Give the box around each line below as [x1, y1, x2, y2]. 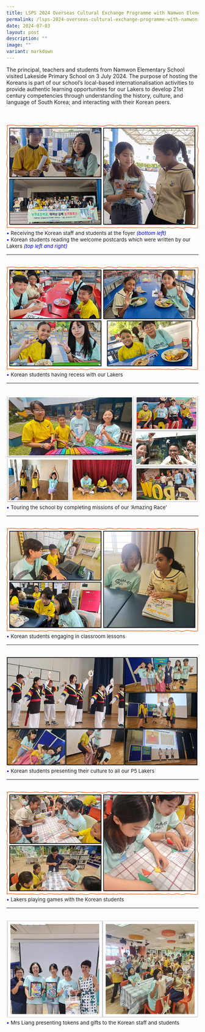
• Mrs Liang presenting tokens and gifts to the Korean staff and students [6, 1019, 180, 1027]
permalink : [6, 16, 34, 23]
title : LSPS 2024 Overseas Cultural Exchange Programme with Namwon [6, 10, 184, 16]
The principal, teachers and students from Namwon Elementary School [6, 66, 185, 73]
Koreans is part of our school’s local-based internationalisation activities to [6, 79, 194, 86]
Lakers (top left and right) [6, 242, 68, 250]
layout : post [6, 29, 40, 35]
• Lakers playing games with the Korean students [6, 896, 124, 903]
